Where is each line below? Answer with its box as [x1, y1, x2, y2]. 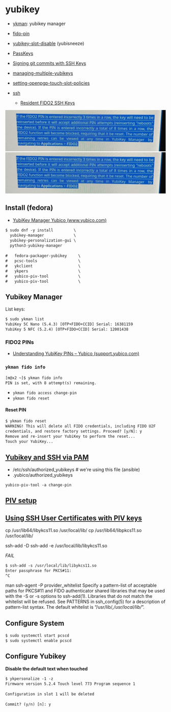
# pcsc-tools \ [5, 258, 81, 263]
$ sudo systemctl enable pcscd [5, 638, 72, 643]
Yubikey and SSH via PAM [5, 453, 89, 461]
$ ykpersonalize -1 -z [5, 676, 53, 681]
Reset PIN [5, 407, 26, 413]
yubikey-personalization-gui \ [10, 238, 76, 243]
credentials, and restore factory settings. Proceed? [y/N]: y [5, 429, 142, 434]
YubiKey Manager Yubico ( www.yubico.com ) [12, 217, 107, 223]
